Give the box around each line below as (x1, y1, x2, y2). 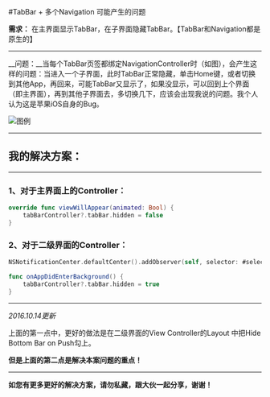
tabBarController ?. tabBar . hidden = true (22, 280, 160, 288)
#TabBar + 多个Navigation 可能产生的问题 (8, 7, 146, 16)
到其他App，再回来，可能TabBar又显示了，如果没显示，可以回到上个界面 (8, 79, 250, 89)
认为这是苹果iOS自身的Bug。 (8, 99, 104, 109)
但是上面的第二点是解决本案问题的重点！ (8, 355, 142, 365)
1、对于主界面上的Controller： (8, 184, 127, 196)
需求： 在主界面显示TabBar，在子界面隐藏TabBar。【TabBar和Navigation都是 (8, 24, 261, 34)
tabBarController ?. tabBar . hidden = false (22, 211, 163, 219)
